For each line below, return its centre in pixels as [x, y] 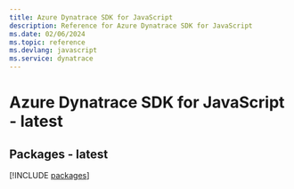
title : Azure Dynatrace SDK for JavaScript [91, 17]
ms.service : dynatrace [51, 59]
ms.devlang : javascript [53, 51]
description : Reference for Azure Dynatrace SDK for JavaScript [131, 26]
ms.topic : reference [48, 42]
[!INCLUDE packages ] [49, 175]
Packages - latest [59, 154]
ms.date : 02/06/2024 [48, 34]
